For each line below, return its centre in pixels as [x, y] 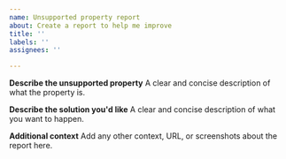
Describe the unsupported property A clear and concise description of [140, 83]
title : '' [27, 34]
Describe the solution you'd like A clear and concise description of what [143, 110]
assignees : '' [35, 50]
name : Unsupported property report [75, 17]
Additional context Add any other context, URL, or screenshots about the [143, 136]
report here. [31, 146]
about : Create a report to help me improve [91, 26]
